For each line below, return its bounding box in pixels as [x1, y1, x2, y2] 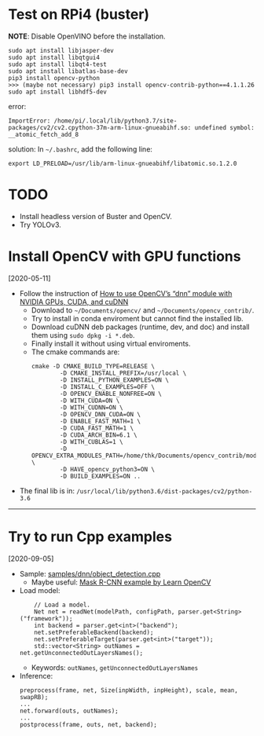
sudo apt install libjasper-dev [8, 46, 114, 54]
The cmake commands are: [31, 347, 120, 357]
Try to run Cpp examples [8, 528, 173, 545]
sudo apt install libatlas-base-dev [8, 67, 128, 75]
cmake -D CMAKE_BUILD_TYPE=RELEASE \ [31, 362, 156, 370]
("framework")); [19, 614, 73, 622]
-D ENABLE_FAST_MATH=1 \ [59, 417, 141, 425]
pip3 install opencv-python [8, 74, 101, 82]
